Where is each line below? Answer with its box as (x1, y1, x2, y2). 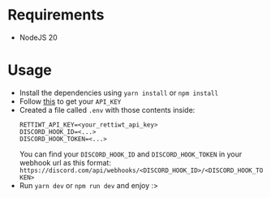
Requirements (7, 6, 105, 24)
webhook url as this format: (19, 157, 111, 167)
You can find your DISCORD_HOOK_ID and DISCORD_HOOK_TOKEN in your (19, 148, 243, 159)
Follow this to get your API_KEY (19, 96, 122, 106)
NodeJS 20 (19, 32, 58, 42)
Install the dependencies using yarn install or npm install (19, 88, 219, 97)
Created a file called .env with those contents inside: (19, 105, 196, 114)
